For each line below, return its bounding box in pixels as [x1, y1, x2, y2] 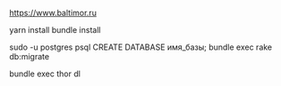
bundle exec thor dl [9, 68, 81, 79]
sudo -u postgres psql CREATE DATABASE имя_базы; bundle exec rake [9, 42, 273, 52]
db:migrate [9, 51, 50, 61]
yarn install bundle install [9, 25, 101, 35]
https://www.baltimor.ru [9, 8, 97, 18]
